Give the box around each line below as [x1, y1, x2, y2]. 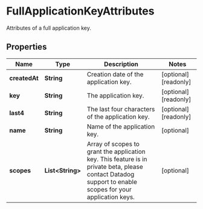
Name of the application [86, 122, 155, 131]
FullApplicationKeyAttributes [6, 4, 155, 18]
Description [103, 59, 139, 68]
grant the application [86, 147, 146, 156]
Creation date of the [86, 70, 144, 78]
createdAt [9, 74, 39, 82]
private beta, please [86, 162, 143, 171]
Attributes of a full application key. [6, 24, 92, 32]
